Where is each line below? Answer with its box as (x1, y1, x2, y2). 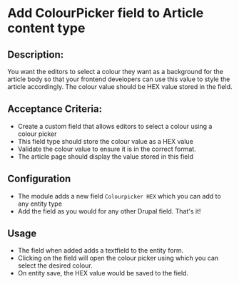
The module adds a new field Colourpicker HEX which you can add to (17, 191, 221, 200)
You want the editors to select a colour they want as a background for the (7, 68, 223, 75)
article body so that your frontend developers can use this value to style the (7, 75, 230, 83)
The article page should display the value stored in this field (17, 152, 194, 161)
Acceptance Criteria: (7, 103, 102, 115)
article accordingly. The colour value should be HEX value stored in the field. (7, 83, 233, 90)
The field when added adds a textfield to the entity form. (17, 246, 184, 255)
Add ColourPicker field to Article (7, 5, 204, 21)
